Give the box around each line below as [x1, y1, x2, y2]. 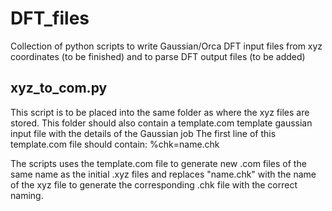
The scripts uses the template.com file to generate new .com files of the [10, 157, 307, 169]
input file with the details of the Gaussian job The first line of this [10, 127, 277, 139]
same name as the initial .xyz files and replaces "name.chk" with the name [10, 168, 317, 180]
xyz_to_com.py [10, 80, 108, 97]
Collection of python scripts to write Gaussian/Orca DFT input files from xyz [10, 40, 323, 52]
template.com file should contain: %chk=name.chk [10, 138, 220, 150]
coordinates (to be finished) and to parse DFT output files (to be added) [10, 50, 306, 62]
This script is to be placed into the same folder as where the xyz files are [10, 106, 310, 118]
